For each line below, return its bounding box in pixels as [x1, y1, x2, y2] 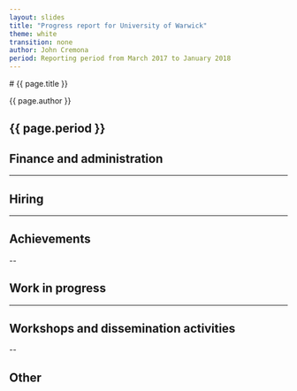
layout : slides [9, 12, 65, 22]
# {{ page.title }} [9, 79, 69, 88]
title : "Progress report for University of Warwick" [9, 21, 208, 30]
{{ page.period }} [9, 121, 106, 136]
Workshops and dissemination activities [9, 321, 236, 336]
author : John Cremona [9, 46, 89, 55]
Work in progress [9, 280, 106, 296]
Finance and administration [9, 151, 164, 166]
